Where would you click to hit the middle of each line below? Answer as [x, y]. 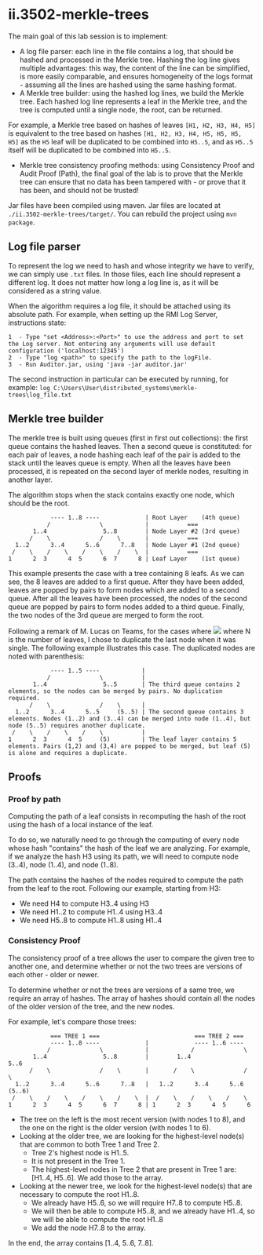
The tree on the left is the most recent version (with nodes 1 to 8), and [132, 1119]
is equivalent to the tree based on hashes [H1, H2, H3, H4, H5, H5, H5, [125, 133]
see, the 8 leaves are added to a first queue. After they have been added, [126, 582]
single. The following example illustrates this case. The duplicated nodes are [132, 648]
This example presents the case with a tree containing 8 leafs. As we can [126, 573]
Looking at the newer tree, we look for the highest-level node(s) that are [136, 1186]
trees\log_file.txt [40, 395]
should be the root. [39, 503]
